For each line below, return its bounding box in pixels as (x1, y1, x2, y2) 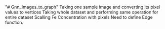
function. (5, 19, 24, 25)
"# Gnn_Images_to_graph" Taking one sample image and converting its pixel (5, 4, 161, 10)
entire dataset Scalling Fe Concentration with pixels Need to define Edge (5, 14, 153, 20)
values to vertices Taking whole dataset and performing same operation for (5, 9, 159, 15)
